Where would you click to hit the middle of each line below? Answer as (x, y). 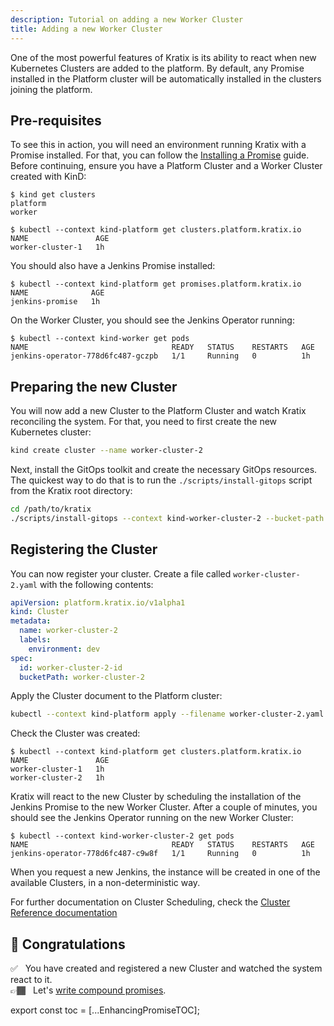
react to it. (31, 980)
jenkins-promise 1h (55, 302)
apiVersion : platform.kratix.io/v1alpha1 (98, 602)
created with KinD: (48, 177)
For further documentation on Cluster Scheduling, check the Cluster (150, 902)
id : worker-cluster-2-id (71, 667)
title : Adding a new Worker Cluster (86, 29)
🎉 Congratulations (68, 944)
